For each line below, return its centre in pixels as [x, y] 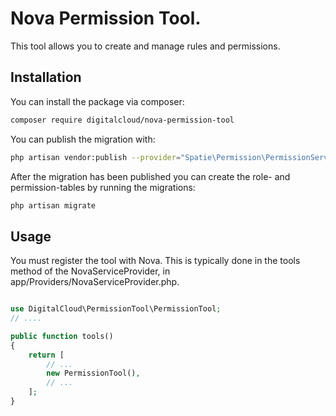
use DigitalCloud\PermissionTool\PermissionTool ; [116, 309]
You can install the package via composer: [97, 101]
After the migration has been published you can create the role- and [150, 176]
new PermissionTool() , [93, 373]
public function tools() [62, 336]
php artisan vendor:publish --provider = [96, 157]
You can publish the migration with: [83, 139]
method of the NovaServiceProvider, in [90, 271]
